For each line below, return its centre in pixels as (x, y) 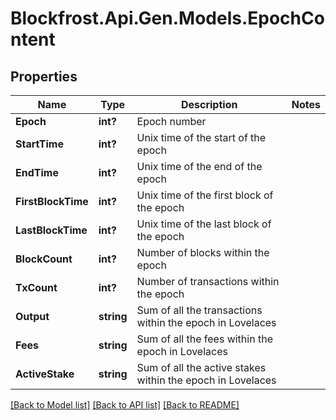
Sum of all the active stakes (201, 367)
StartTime (39, 144)
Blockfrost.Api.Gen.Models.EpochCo (167, 18)
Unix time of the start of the (201, 137)
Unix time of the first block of (205, 195)
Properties (44, 76)
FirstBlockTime (52, 201)
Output (32, 316)
